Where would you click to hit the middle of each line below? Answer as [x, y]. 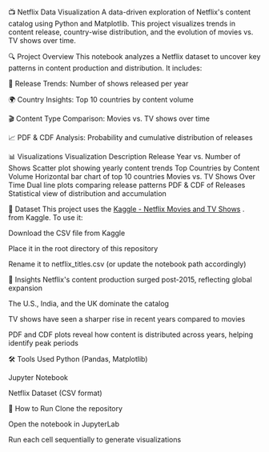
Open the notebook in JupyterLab [64, 424]
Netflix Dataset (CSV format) [55, 393]
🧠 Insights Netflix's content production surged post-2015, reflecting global [130, 280]
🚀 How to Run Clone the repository [65, 408]
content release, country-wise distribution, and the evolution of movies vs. [131, 32]
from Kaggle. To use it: [46, 218]
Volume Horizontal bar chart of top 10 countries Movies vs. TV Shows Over [132, 176]
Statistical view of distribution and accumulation [87, 194]
